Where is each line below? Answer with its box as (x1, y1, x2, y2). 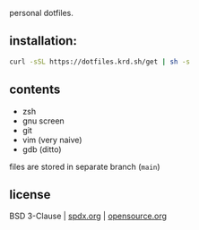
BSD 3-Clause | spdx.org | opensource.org (9, 210, 168, 222)
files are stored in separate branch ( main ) (9, 161, 160, 172)
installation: (9, 33, 78, 48)
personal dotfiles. (9, 8, 74, 18)
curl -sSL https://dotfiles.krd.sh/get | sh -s (9, 57, 191, 66)
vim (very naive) (22, 134, 82, 145)
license (9, 187, 51, 202)
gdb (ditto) (22, 143, 62, 155)
